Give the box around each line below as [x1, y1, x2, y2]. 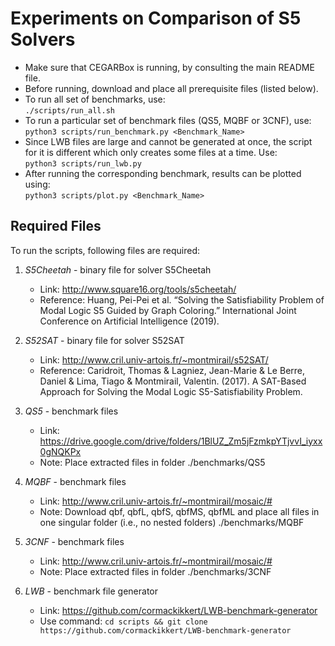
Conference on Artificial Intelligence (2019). [39, 315, 220, 327]
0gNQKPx [39, 445, 82, 457]
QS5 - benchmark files [24, 405, 119, 417]
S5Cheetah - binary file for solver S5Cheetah [24, 263, 212, 276]
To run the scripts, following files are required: [10, 244, 200, 256]
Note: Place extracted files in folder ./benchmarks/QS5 [39, 456, 266, 468]
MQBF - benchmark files [24, 475, 127, 487]
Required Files [10, 218, 102, 235]
